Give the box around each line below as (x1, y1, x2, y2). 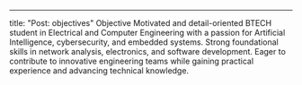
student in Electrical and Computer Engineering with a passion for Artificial (9, 28, 286, 38)
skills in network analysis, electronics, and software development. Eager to (9, 47, 286, 56)
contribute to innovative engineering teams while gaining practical (9, 55, 254, 66)
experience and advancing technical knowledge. (9, 65, 190, 76)
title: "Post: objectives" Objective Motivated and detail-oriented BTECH (9, 18, 272, 28)
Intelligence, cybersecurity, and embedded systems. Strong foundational (9, 37, 279, 47)
